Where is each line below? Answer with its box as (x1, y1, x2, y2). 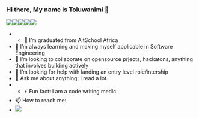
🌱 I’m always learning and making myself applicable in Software (14, 43, 173, 50)
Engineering (14, 49, 45, 56)
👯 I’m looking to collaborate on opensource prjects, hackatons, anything (14, 56, 194, 63)
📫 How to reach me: (14, 97, 67, 104)
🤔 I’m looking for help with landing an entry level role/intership (14, 68, 168, 75)
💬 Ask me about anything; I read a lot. (14, 75, 108, 82)
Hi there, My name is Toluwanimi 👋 (6, 5, 109, 14)
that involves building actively (14, 62, 89, 69)
